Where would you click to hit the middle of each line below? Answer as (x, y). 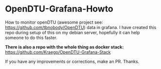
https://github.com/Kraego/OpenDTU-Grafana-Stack (58, 52)
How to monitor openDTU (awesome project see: (54, 22)
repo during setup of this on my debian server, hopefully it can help (72, 32)
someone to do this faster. (31, 38)
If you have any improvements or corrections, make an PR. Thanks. (72, 61)
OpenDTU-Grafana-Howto (59, 9)
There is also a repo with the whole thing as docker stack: (64, 47)
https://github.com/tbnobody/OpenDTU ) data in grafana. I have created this (81, 27)
